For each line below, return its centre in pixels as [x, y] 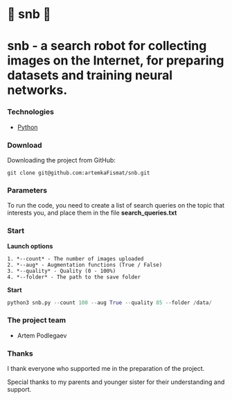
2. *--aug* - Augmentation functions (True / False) [85, 265]
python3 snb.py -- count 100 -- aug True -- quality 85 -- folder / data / [110, 302]
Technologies [30, 112]
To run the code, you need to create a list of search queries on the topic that [116, 206]
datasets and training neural [90, 75]
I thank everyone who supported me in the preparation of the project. [106, 369]
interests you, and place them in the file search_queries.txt [92, 213]
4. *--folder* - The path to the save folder [74, 277]
